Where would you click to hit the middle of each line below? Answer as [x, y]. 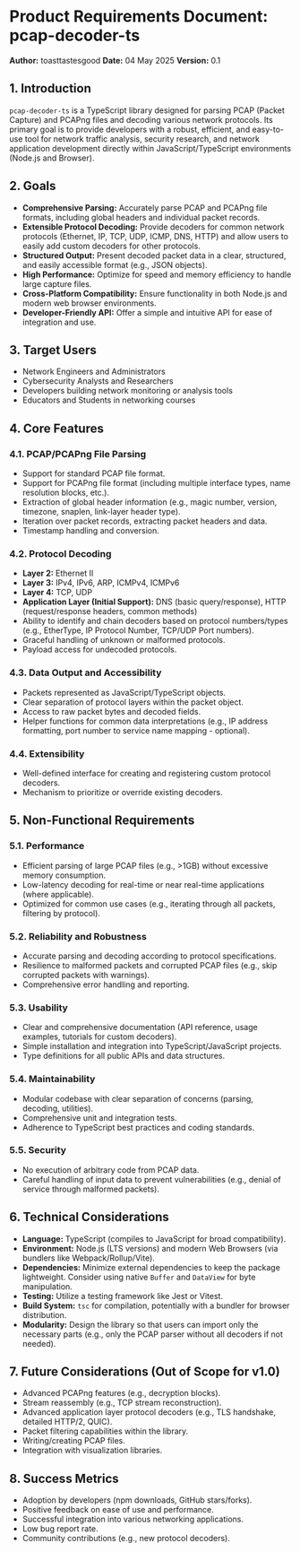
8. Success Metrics [64, 1478]
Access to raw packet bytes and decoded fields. [111, 711]
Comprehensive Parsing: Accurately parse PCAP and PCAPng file [145, 207]
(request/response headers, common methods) [110, 611]
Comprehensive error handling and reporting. [106, 984]
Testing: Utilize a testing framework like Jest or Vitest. [123, 1296]
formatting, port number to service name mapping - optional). [136, 730]
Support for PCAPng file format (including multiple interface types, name [156, 483]
